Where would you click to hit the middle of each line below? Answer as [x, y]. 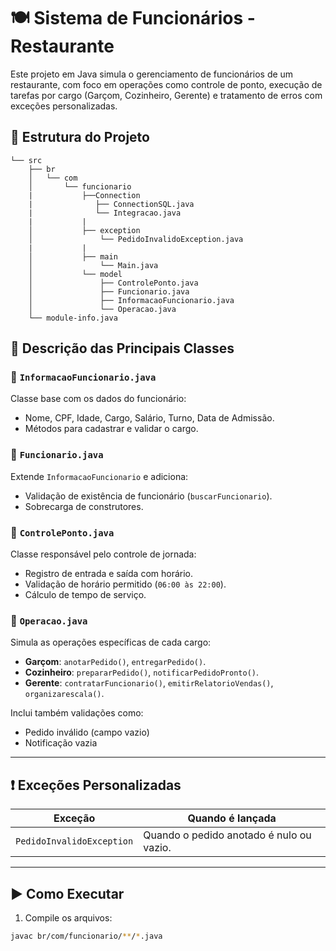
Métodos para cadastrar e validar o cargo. [111, 429]
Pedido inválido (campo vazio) [87, 732]
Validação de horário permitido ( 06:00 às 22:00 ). [125, 584]
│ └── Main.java [93, 265]
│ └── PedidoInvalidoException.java [136, 239]
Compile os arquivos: [68, 917]
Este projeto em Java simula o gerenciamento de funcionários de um [152, 74]
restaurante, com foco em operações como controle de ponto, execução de [166, 84]
